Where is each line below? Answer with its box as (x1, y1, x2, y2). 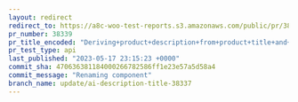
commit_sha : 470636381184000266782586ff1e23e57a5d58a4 (8, 63, 216, 72)
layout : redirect (8, 12, 73, 22)
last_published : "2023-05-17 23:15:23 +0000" (8, 54, 180, 63)
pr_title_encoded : (8, 37, 77, 47)
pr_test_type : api (8, 46, 77, 55)
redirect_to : (8, 21, 57, 30)
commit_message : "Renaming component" (8, 71, 152, 80)
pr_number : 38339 (8, 29, 73, 38)
